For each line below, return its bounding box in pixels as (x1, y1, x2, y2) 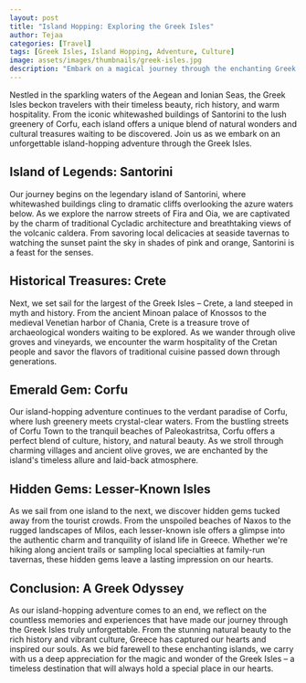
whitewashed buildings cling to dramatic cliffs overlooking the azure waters (9, 198, 294, 209)
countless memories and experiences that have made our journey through (9, 614, 289, 625)
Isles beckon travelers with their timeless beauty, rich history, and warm (9, 99, 280, 110)
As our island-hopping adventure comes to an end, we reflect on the (9, 604, 268, 615)
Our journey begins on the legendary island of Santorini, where (9, 188, 247, 199)
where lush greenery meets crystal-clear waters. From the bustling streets (9, 416, 290, 427)
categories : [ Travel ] (9, 38, 92, 48)
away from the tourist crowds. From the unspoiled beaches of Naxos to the (9, 515, 291, 526)
